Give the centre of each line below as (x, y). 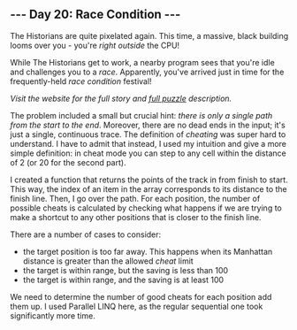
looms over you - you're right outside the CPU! (95, 45)
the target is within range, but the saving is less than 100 (126, 270)
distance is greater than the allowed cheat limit (108, 261)
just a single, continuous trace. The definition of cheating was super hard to (148, 134)
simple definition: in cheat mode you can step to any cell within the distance (148, 153)
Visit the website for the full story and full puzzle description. (121, 98)
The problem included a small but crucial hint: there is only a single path (141, 115)
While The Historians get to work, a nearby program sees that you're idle (142, 62)
